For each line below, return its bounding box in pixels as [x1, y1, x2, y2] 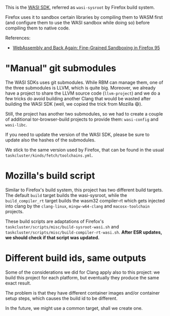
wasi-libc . [5, 122, 27, 128]
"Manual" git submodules [5, 63, 117, 74]
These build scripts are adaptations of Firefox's [5, 218, 104, 224]
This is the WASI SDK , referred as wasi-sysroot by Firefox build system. [5, 5, 155, 10]
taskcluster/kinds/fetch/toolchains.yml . [5, 152, 93, 158]
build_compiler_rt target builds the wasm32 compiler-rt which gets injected [5, 197, 165, 204]
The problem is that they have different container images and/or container [5, 290, 160, 296]
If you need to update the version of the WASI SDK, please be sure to [5, 131, 150, 137]
